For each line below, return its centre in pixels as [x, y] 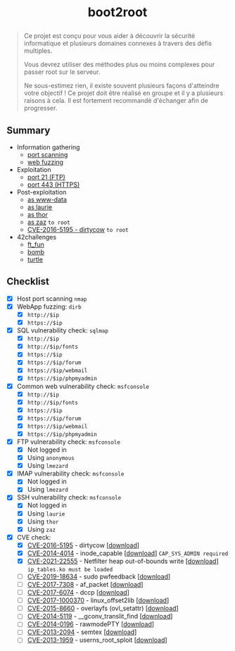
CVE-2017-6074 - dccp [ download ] [78, 593]
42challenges [37, 237]
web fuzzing [45, 162]
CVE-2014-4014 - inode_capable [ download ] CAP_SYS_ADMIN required [128, 553]
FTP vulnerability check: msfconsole [69, 442]
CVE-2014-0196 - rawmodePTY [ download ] [91, 624]
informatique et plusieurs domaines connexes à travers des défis [118, 44]
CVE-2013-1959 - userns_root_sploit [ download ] [97, 640]
